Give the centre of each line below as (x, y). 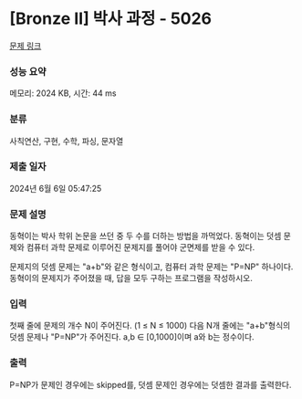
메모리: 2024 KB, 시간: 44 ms (63, 93)
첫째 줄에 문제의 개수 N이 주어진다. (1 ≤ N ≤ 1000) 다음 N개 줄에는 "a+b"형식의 (150, 326)
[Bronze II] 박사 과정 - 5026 (111, 19)
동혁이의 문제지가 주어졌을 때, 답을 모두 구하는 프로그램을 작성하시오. (131, 278)
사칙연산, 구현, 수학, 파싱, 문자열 (67, 141)
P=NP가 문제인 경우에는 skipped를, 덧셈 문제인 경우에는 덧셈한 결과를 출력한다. (151, 384)
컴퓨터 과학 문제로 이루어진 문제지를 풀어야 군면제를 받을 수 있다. (141, 247)
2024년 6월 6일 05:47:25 (56, 188)
